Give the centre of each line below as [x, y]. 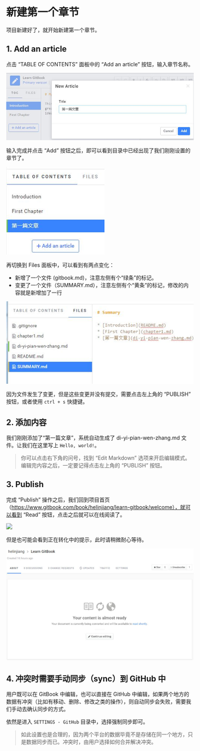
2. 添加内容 [26, 422]
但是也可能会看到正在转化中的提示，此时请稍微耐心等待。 [76, 539]
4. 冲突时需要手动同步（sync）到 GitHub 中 [86, 678]
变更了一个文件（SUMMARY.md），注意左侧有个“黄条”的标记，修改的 [99, 285]
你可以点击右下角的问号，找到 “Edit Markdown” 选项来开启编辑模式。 [105, 458]
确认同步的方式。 [48, 709]
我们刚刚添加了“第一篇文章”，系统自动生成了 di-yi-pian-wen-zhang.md [93, 438]
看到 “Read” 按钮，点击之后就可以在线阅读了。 [68, 515]
